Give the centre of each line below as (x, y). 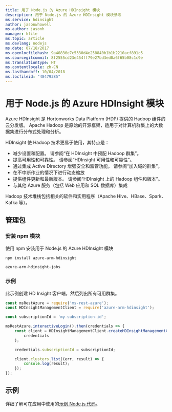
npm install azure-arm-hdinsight (41, 258)
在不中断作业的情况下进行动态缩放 (49, 172)
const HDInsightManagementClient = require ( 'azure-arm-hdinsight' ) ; (80, 308)
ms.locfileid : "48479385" (33, 77)
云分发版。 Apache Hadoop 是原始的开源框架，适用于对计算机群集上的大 (82, 125)
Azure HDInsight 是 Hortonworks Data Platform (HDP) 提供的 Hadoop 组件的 (85, 119)
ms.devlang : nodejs (26, 44)
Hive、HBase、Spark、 (142, 196)
